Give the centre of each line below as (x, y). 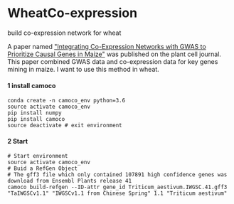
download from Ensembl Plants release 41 (70, 181)
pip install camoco (36, 119)
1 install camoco (32, 85)
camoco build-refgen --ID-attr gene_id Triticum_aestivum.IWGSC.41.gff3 (117, 187)
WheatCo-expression (72, 13)
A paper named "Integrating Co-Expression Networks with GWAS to (107, 46)
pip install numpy (34, 113)
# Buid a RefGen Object (43, 168)
